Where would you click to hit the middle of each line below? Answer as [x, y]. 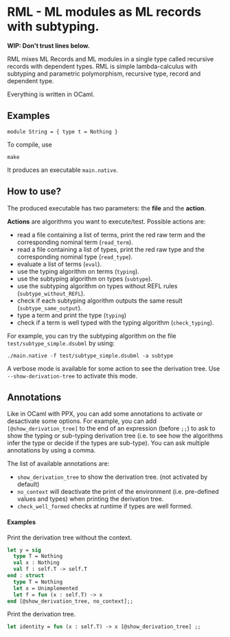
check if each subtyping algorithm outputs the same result [100, 301]
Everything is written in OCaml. [51, 94]
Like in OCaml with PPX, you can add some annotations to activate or [105, 414]
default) [28, 484]
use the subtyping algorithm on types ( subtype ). [85, 279]
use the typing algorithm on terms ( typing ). [78, 271]
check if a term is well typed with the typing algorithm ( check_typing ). [115, 322]
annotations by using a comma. [51, 451]
